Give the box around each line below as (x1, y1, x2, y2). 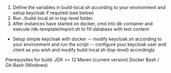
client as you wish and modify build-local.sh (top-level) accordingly (12, 47, 155, 53)
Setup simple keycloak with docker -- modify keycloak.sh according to (12, 36, 162, 42)
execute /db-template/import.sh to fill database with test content (12, 26, 149, 32)
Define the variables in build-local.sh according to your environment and (12, 5, 166, 10)
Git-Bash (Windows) (5, 62, 48, 68)
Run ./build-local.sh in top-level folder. (12, 15, 94, 21)
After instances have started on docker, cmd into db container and (12, 20, 153, 27)
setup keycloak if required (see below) (12, 10, 94, 16)
